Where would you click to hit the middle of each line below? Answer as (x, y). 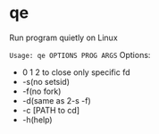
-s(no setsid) (46, 81)
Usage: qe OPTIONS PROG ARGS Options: (80, 54)
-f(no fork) (42, 91)
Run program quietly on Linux (63, 38)
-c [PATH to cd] (51, 110)
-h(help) (37, 120)
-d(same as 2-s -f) (56, 100)
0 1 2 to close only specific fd (76, 72)
